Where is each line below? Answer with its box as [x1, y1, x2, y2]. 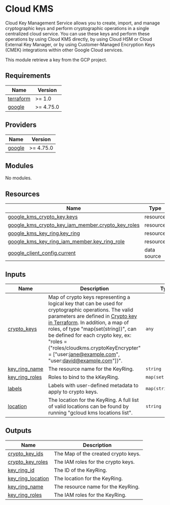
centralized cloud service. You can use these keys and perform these [5, 30, 150, 37]
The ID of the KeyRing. [54, 466, 107, 474]
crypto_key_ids [8, 450, 44, 457]
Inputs [5, 270, 26, 278]
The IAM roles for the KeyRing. [54, 491, 126, 498]
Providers [5, 120, 37, 130]
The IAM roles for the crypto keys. [54, 458, 135, 465]
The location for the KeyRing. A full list [48, 397, 139, 403]
